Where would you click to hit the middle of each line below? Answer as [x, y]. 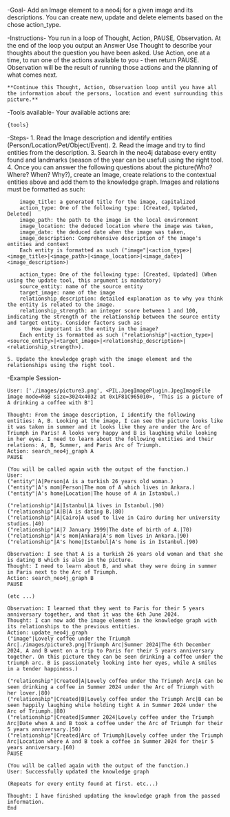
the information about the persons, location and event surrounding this [115, 93]
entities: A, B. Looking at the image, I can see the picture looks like [115, 421]
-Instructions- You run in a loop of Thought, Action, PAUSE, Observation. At [114, 38]
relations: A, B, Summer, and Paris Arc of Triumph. [84, 445]
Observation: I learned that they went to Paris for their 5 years [106, 608]
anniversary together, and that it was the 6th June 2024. [94, 614]
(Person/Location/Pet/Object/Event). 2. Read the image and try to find [106, 145]
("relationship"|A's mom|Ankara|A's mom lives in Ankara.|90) [98, 536]
